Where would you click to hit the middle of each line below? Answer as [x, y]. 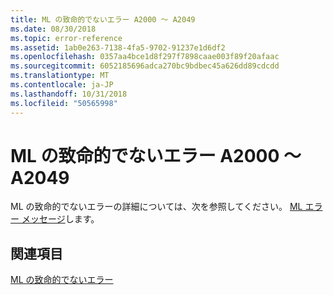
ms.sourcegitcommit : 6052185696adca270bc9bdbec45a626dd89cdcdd [145, 66]
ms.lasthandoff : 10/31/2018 [69, 94]
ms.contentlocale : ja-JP [62, 85]
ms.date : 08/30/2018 [53, 29]
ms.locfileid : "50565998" [64, 103]
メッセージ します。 [60, 219]
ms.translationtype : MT [60, 76]
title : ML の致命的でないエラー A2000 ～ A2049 [103, 19]
